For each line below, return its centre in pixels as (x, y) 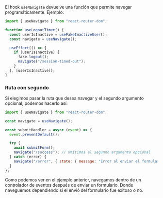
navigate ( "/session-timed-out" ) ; (52, 61)
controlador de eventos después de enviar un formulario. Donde (69, 185)
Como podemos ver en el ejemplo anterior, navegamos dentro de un (73, 179)
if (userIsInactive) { (37, 52)
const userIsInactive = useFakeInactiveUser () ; (58, 34)
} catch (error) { (28, 157)
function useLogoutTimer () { (34, 30)
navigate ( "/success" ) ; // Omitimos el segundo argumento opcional (82, 152)
